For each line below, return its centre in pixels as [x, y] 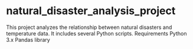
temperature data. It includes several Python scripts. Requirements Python [97, 33]
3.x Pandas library [28, 40]
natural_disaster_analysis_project [91, 11]
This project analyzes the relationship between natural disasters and [89, 27]
